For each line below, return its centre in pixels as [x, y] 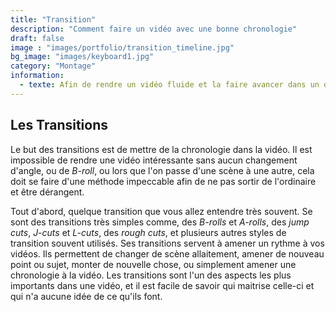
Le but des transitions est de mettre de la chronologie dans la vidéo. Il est [161, 149]
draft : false [37, 38]
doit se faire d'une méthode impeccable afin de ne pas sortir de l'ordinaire [163, 181]
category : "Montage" [53, 66]
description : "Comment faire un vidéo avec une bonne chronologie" [154, 29]
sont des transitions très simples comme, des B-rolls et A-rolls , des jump [160, 222]
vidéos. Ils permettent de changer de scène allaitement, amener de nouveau [167, 253]
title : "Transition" [53, 19]
